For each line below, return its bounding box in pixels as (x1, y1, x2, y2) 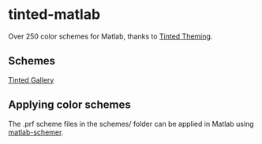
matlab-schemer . (8, 127, 64, 137)
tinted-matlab (8, 6, 101, 24)
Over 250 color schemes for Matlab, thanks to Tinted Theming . (8, 31, 213, 41)
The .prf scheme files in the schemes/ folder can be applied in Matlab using (8, 119, 254, 128)
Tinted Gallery (8, 75, 54, 84)
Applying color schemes (8, 98, 132, 112)
